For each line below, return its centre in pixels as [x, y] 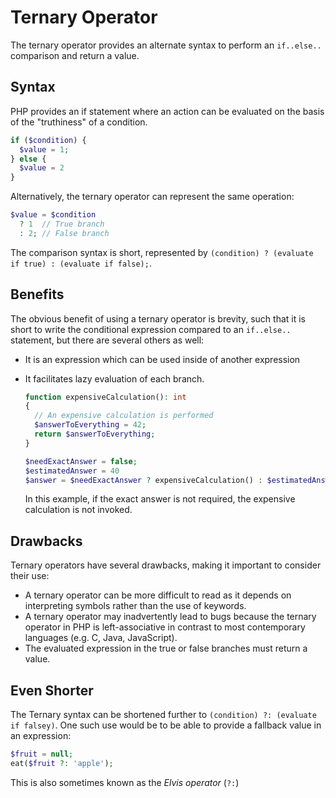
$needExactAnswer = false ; [81, 461]
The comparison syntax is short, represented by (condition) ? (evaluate [162, 252]
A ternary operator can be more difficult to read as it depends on [158, 595]
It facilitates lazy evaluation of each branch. [114, 378]
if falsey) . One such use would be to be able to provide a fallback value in [166, 725]
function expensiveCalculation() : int [105, 397]
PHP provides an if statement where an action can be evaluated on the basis [167, 111]
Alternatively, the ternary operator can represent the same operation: [152, 197]
